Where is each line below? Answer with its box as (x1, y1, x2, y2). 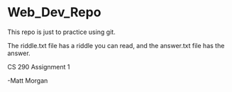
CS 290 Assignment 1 (7, 62, 70, 71)
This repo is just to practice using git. (7, 28, 116, 36)
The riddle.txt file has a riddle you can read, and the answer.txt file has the (7, 41, 225, 50)
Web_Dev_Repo (7, 4, 101, 21)
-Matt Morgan (7, 76, 48, 85)
